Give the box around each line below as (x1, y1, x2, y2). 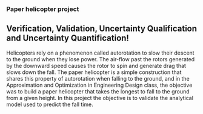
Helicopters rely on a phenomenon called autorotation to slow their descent (6, 49, 195, 56)
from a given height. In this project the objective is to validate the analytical (6, 94, 194, 101)
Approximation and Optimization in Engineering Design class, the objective (6, 81, 193, 89)
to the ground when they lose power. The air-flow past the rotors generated (6, 55, 195, 62)
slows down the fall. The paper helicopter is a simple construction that (6, 69, 182, 76)
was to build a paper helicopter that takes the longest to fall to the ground (6, 87, 190, 95)
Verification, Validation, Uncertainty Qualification (6, 24, 198, 34)
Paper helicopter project (6, 5, 79, 13)
